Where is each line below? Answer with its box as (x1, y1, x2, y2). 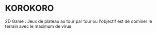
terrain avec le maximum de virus (5, 23, 72, 29)
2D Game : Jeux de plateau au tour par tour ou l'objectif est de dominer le (5, 18, 153, 24)
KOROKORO (5, 3, 54, 14)
